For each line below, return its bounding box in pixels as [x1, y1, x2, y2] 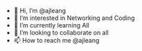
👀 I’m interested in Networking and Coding [13, 14, 135, 22]
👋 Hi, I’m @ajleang [13, 7, 66, 14]
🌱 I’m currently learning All [13, 21, 90, 29]
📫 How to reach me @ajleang [13, 37, 100, 44]
